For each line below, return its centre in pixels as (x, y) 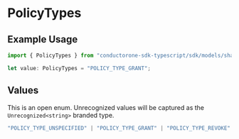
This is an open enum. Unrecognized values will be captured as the (106, 107)
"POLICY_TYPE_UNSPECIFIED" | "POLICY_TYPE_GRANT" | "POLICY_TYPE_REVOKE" (119, 128)
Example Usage (43, 39)
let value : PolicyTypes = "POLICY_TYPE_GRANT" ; (79, 68)
